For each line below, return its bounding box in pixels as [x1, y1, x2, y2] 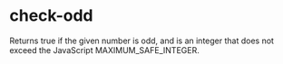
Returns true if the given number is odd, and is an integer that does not [9, 35, 275, 46]
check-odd [9, 5, 93, 26]
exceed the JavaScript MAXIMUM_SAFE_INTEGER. [9, 44, 200, 55]
